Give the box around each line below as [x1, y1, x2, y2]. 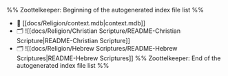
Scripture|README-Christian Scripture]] [16, 37, 130, 45]
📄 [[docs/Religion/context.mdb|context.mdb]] [16, 19, 146, 27]
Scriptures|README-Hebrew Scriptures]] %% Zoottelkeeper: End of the [16, 54, 221, 62]
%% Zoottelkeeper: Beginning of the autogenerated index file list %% [6, 6, 205, 14]
